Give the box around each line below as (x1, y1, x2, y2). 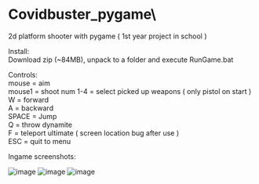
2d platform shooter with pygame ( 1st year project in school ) (8, 31, 207, 41)
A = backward (8, 103, 53, 113)
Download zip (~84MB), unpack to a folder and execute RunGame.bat (8, 55, 234, 64)
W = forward (8, 95, 49, 104)
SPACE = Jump (8, 111, 57, 121)
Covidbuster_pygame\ (8, 5, 157, 23)
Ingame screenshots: (8, 151, 76, 161)
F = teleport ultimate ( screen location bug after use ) (8, 128, 180, 138)
